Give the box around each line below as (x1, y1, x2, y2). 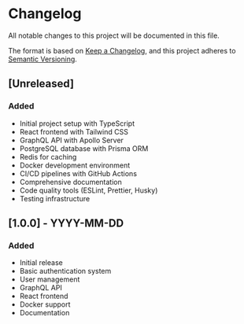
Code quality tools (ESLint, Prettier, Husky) (19, 186, 158, 195)
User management (19, 274, 80, 284)
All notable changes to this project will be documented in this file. (8, 31, 220, 40)
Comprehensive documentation (19, 177, 122, 186)
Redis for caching (19, 152, 77, 161)
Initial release (19, 258, 63, 267)
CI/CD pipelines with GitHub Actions (19, 168, 138, 178)
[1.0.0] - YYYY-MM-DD (8, 217, 124, 230)
